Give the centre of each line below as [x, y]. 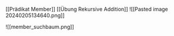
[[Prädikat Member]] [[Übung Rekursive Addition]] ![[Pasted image [87, 9]
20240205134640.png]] [35, 15]
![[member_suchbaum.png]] [40, 27]
